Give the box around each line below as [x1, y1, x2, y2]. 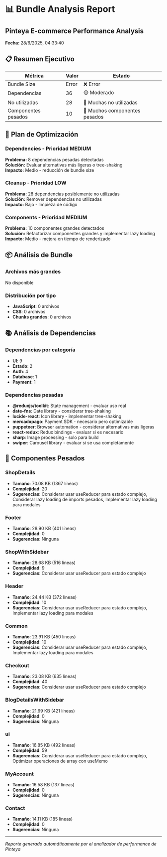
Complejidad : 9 [12, 565, 45, 571]
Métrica [24, 72, 44, 79]
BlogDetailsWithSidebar [5, 697, 65, 704]
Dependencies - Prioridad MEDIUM [5, 145, 91, 152]
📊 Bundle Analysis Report [5, 3, 115, 15]
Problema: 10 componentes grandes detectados [5, 225, 104, 231]
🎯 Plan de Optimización [5, 130, 79, 139]
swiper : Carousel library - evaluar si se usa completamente [12, 440, 134, 446]
